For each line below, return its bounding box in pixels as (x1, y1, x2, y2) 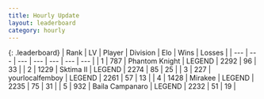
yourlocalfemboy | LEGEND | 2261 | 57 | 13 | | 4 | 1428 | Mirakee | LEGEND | (8, 73, 254, 83)
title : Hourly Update (8, 11, 80, 20)
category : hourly (8, 26, 66, 34)
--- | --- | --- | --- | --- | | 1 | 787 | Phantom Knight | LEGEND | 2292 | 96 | (17, 56, 257, 66)
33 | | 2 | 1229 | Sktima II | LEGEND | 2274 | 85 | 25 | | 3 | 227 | (8, 65, 212, 74)
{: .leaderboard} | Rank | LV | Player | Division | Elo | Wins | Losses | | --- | (8, 48, 248, 58)
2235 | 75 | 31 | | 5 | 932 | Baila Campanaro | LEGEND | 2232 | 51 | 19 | (8, 82, 236, 91)
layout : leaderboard (8, 19, 77, 27)
